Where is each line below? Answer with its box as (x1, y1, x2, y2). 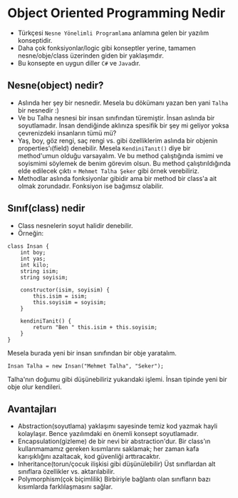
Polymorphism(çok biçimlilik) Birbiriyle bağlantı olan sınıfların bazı (17, 475, 211, 484)
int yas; (20, 255, 46, 262)
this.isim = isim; (33, 292, 88, 300)
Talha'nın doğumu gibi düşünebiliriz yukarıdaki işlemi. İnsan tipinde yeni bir (7, 375, 227, 383)
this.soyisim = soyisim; (33, 299, 107, 306)
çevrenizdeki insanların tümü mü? (17, 128, 117, 137)
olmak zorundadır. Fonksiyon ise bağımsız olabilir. (17, 182, 164, 190)
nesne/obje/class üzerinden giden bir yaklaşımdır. (17, 51, 164, 60)
